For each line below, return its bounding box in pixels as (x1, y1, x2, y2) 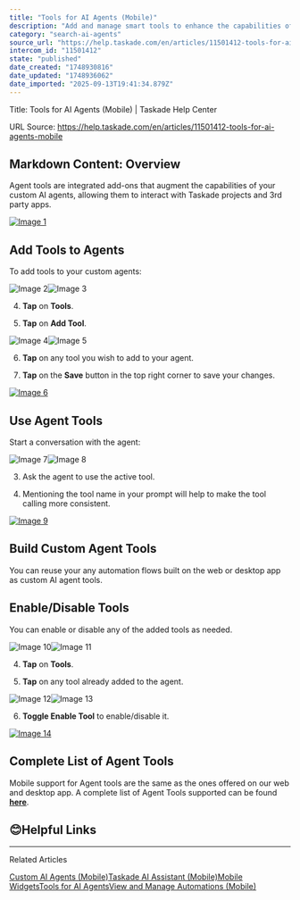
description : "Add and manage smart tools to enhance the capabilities (9, 21, 281, 30)
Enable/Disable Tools (9, 600, 129, 616)
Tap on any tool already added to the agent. (21, 676, 184, 687)
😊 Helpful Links (9, 822, 96, 837)
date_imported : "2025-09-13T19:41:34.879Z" (9, 79, 174, 88)
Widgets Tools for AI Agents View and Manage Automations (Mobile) (9, 881, 257, 892)
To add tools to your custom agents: (9, 266, 142, 277)
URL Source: (9, 121, 56, 132)
